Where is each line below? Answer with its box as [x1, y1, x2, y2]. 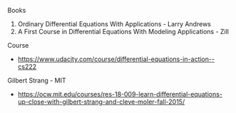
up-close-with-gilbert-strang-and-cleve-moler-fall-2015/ [17, 97, 185, 106]
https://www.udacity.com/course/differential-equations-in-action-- [17, 55, 215, 63]
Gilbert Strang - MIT [7, 76, 66, 85]
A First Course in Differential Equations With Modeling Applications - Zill [17, 28, 230, 36]
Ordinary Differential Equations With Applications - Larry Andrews [17, 20, 212, 28]
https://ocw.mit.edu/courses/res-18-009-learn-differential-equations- [17, 90, 223, 98]
